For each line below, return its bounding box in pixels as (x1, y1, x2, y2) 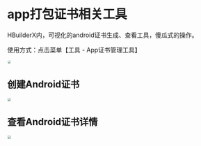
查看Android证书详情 (7, 116, 98, 128)
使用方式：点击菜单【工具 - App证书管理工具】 (7, 45, 141, 54)
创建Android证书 (7, 78, 80, 90)
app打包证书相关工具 (7, 6, 127, 22)
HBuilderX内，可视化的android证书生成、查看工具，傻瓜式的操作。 (7, 31, 198, 39)
